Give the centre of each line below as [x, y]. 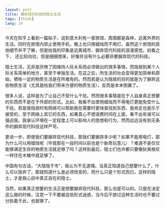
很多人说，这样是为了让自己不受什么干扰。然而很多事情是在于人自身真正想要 [82, 96]
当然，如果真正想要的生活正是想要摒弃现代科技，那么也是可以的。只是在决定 [82, 189]
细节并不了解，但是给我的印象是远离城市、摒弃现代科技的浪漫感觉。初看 [82, 50]
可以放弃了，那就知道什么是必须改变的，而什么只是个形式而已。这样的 [80, 172]
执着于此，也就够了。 [31, 201]
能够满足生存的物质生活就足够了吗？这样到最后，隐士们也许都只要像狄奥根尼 [82, 149]
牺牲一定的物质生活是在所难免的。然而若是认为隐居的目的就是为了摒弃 [84, 79]
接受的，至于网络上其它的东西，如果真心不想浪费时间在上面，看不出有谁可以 [82, 114]
